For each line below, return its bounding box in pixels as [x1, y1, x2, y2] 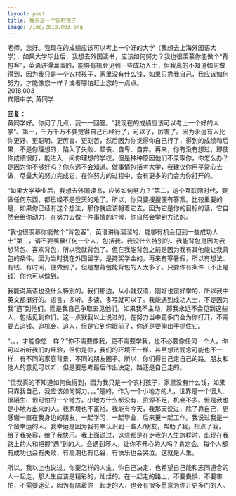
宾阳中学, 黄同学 [7, 95, 54, 103]
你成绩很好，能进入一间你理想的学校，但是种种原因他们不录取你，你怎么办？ [7, 154, 229, 163]
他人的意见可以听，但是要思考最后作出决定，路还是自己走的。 [7, 363, 186, 371]
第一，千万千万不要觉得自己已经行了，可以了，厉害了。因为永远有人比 [22, 127, 226, 136]
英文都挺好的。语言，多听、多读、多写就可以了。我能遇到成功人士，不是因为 [7, 295, 229, 304]
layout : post [7, 10, 46, 18]
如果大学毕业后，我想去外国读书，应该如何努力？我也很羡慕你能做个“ [22, 52, 223, 61]
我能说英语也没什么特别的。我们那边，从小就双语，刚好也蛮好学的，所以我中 [7, 286, 229, 295]
